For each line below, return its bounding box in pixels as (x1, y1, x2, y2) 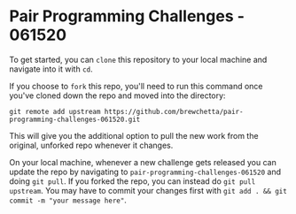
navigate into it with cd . (9, 64, 93, 74)
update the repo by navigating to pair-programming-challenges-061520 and (9, 166, 282, 177)
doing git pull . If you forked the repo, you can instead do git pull (9, 175, 256, 187)
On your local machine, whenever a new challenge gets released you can (9, 157, 277, 167)
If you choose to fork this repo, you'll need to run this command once (9, 80, 263, 91)
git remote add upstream (9, 107, 101, 116)
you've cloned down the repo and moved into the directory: (9, 90, 226, 101)
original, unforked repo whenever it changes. (9, 140, 174, 150)
